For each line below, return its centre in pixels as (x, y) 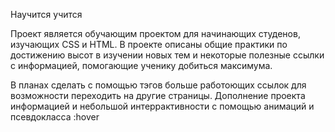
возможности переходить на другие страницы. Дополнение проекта (158, 95)
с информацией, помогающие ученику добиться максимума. (141, 65)
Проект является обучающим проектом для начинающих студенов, (155, 33)
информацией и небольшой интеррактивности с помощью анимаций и (162, 106)
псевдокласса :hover (55, 117)
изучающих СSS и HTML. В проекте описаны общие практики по (149, 44)
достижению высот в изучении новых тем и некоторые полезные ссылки (167, 55)
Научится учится (46, 14)
